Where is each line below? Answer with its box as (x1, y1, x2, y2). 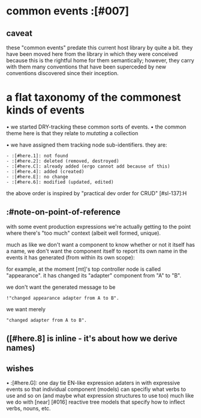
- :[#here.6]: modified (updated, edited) (6, 179, 114, 185)
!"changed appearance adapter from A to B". (6, 295, 119, 301)
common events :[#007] (6, 4, 130, 18)
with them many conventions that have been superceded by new (6, 63, 166, 70)
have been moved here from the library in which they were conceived (6, 50, 178, 58)
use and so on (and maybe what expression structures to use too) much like (6, 392, 194, 399)
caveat (6, 28, 33, 38)
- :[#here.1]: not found (6, 153, 68, 159)
